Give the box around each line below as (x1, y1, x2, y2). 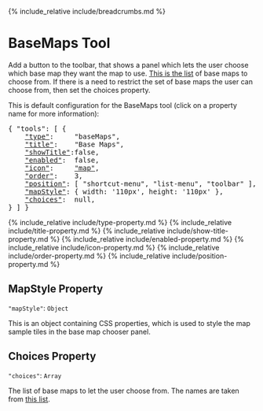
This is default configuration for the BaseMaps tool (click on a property (8, 100, 238, 109)
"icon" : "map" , (24, 163, 100, 172)
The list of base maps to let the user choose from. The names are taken (8, 386, 239, 395)
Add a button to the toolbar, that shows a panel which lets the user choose (8, 60, 249, 69)
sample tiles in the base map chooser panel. (8, 327, 151, 336)
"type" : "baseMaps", (24, 131, 120, 141)
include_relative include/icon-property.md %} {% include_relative (8, 243, 220, 252)
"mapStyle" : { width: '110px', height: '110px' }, (24, 187, 224, 196)
